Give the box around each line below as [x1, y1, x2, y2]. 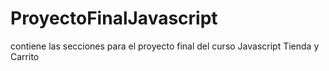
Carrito [10, 50, 40, 62]
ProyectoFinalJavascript [10, 7, 218, 30]
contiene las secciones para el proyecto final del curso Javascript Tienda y [10, 40, 320, 52]
